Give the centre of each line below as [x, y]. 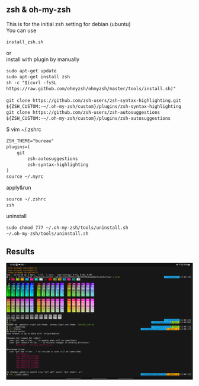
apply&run [19, 187]
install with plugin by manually [43, 59]
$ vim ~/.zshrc [24, 129]
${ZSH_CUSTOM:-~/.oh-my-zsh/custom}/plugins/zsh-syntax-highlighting [94, 106]
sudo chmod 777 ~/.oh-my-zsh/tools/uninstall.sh [67, 228]
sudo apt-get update [32, 71]
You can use [21, 30]
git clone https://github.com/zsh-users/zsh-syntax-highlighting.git [94, 100]
